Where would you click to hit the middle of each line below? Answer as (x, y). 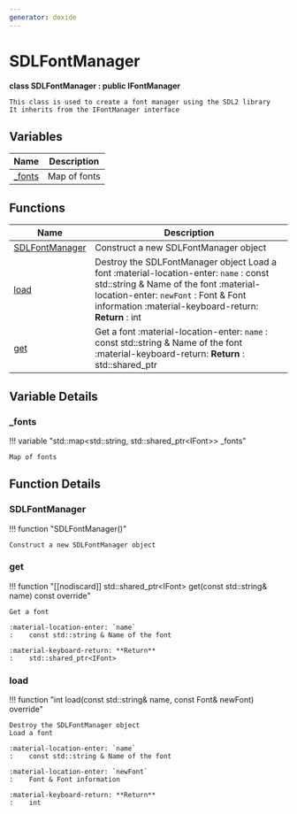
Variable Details (54, 396)
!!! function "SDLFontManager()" (68, 528)
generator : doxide (43, 17)
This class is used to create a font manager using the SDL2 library (140, 102)
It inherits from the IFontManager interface (94, 110)
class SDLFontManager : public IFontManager (95, 86)
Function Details (55, 484)
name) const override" (50, 595)
